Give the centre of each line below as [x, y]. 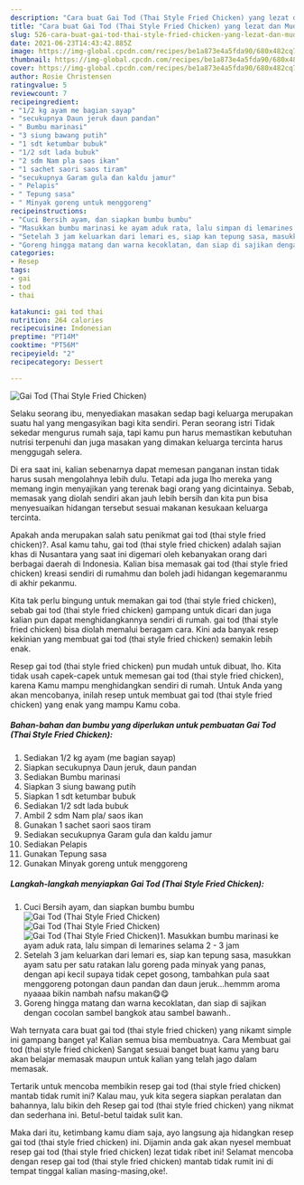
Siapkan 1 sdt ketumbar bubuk [79, 796]
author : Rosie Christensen [61, 77]
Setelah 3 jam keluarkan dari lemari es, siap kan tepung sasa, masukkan [157, 954]
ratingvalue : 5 [39, 85]
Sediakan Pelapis [55, 844]
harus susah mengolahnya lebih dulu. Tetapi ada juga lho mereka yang [141, 479]
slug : [20, 34]
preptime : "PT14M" [45, 337]
